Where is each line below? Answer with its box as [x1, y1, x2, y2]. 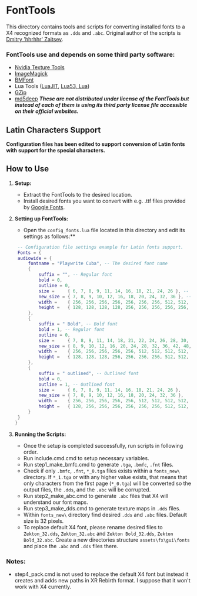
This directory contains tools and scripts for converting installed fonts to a [6, 23, 185, 30]
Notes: [6, 557, 26, 565]
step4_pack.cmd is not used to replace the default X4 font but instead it [14, 571, 189, 578]
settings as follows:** [23, 233, 76, 240]
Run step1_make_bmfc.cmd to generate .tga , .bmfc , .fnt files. [23, 461, 173, 468]
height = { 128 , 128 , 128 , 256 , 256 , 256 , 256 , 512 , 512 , [38, 354, 189, 360]
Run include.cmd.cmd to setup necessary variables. [23, 454, 149, 461]
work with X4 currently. [14, 583, 72, 591]
